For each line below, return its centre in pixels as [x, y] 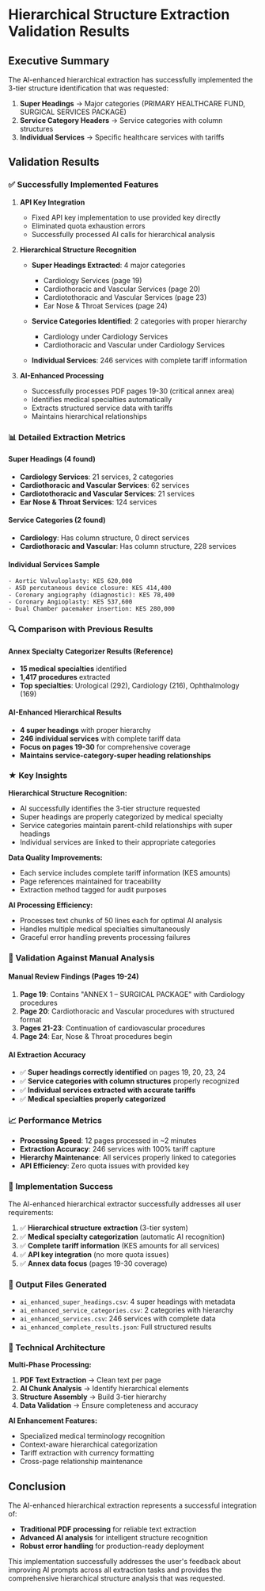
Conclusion [37, 1486]
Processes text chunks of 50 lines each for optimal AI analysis [121, 920]
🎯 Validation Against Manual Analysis [81, 957]
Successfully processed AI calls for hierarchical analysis [123, 234]
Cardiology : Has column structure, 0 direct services [104, 538]
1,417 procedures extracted [65, 677]
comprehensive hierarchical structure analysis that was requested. [117, 1578]
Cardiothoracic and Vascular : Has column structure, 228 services [128, 546]
